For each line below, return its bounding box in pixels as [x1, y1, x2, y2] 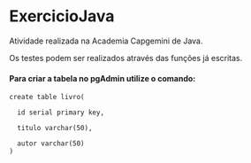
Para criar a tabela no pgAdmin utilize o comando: [9, 73, 196, 83]
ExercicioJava [9, 6, 115, 27]
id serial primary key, [17, 108, 104, 117]
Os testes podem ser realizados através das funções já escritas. [9, 52, 243, 63]
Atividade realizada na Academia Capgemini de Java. [9, 35, 203, 46]
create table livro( [9, 93, 86, 102]
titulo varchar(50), [17, 124, 93, 133]
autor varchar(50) [17, 139, 86, 148]
